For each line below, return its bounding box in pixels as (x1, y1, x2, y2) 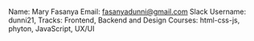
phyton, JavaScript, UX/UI (8, 24, 95, 33)
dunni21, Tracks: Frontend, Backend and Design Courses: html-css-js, (8, 15, 240, 25)
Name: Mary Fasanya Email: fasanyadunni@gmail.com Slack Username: (8, 7, 247, 16)
